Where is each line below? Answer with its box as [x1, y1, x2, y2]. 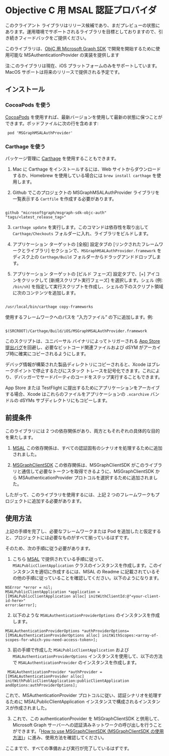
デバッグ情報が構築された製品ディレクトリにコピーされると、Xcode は [5, 361, 152, 367]
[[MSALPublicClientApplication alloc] [5, 594, 87, 599]
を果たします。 [5, 434, 36, 440]
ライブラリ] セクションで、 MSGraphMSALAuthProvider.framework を [26, 247, 162, 253]
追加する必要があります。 [31, 498, 84, 504]
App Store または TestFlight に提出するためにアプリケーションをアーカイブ [5, 385, 160, 391]
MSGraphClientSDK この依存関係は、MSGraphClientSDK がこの [12, 462, 145, 468]
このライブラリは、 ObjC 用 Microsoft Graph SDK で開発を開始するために [5, 45, 156, 51]
